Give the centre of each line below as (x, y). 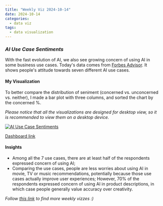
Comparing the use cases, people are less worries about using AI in (80, 168)
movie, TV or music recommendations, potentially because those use (82, 173)
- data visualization (31, 32)
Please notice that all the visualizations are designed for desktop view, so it (81, 112)
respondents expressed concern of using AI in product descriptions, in (83, 184)
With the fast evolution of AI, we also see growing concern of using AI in (78, 60)
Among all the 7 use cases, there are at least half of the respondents (81, 158)
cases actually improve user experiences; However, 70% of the (76, 179)
